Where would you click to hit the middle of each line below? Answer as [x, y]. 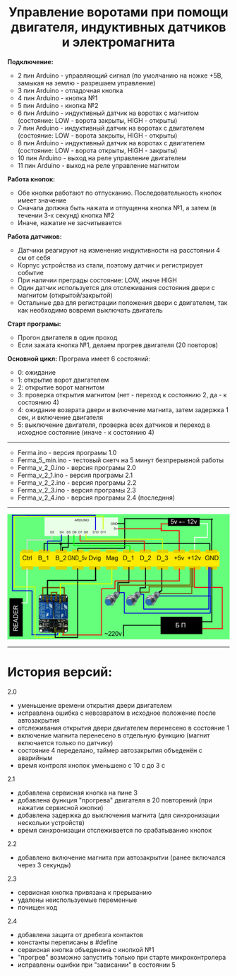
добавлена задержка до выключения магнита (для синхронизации [119, 815]
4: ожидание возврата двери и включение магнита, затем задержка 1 [123, 409]
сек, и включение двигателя [60, 417]
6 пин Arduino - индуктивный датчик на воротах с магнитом [108, 113]
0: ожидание [37, 372]
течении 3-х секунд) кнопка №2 [66, 215]
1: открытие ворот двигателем [63, 380]
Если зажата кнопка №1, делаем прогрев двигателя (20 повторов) [118, 345]
